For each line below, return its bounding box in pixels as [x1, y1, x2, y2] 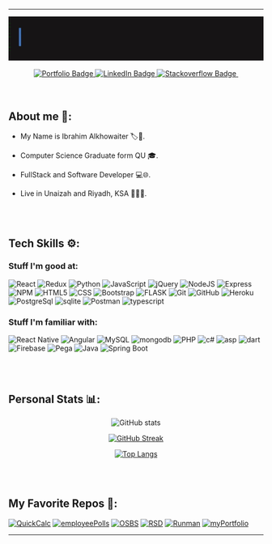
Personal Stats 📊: [8, 392, 101, 406]
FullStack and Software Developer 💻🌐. [19, 170, 151, 180]
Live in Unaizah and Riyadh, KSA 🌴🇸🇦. [19, 189, 147, 198]
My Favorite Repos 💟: [8, 497, 118, 511]
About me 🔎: [8, 109, 72, 123]
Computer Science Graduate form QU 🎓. [19, 151, 159, 160]
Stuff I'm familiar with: [8, 317, 99, 328]
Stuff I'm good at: [8, 261, 79, 272]
